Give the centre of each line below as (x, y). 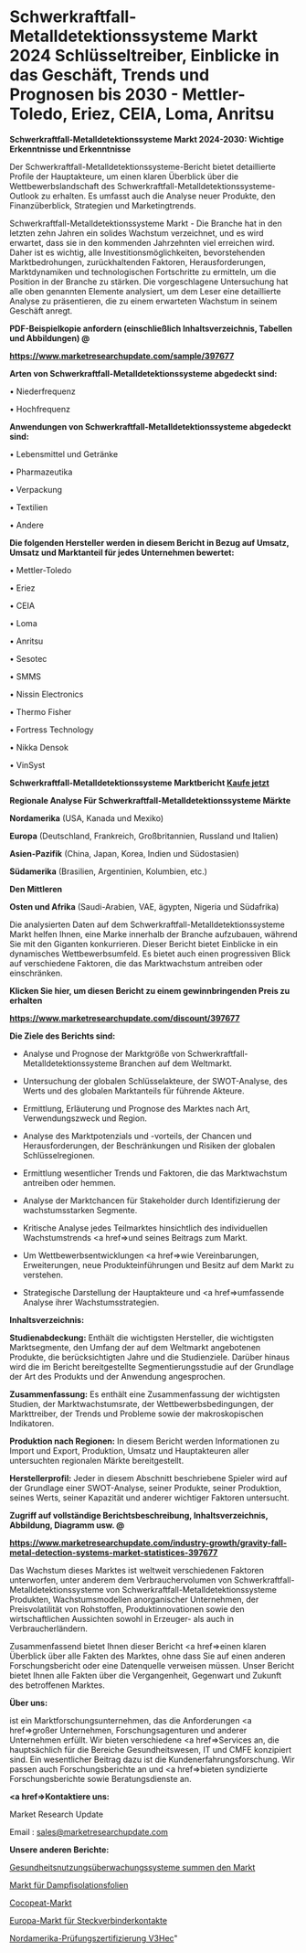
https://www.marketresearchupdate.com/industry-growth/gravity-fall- (148, 1542)
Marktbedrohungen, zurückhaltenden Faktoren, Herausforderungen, (138, 261)
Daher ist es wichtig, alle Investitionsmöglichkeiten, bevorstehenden (137, 252)
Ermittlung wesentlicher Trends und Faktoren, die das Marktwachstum (155, 1173)
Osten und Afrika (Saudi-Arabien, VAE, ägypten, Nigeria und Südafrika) (144, 906)
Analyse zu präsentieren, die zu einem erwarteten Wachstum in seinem (143, 301)
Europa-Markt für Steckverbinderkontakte (88, 1920)
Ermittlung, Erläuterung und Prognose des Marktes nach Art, (137, 1108)
